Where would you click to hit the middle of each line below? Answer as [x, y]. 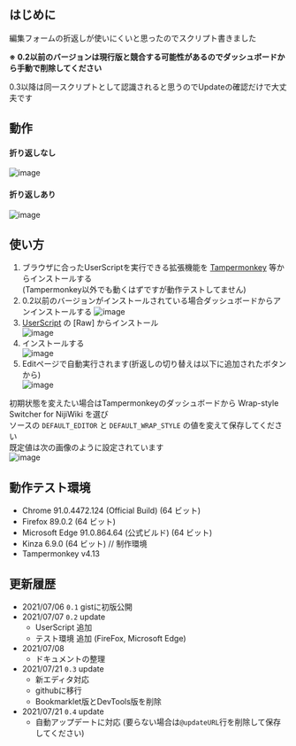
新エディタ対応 [62, 680]
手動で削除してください [59, 67]
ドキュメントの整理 [70, 659]
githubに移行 [58, 691]
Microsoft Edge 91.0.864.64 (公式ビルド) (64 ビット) [117, 532]
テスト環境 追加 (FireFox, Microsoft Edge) [111, 639]
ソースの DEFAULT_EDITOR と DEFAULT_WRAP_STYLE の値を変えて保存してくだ [142, 425]
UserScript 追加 [64, 627]
